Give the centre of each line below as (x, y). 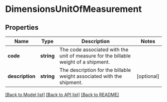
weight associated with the (91, 76)
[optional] (148, 76)
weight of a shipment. (85, 62)
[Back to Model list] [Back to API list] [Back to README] (62, 95)
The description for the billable (95, 70)
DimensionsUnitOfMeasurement (74, 9)
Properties (22, 27)
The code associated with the (94, 50)
